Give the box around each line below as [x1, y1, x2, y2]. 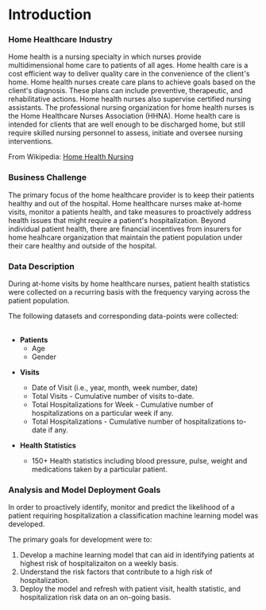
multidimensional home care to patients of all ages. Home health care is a [8, 61, 249, 70]
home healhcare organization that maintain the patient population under [8, 233, 243, 242]
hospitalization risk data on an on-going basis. [19, 592, 172, 602]
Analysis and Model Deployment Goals [8, 484, 161, 495]
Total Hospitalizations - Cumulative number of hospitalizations [31, 416, 236, 427]
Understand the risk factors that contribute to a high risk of [19, 567, 213, 577]
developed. [8, 519, 45, 529]
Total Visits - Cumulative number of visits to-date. [31, 392, 195, 401]
